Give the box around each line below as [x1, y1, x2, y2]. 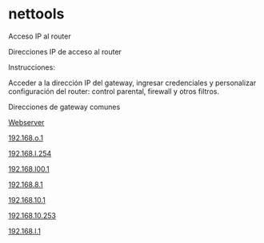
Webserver [8, 117, 45, 127]
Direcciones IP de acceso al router [8, 47, 122, 56]
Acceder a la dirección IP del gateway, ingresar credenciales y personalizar [8, 78, 257, 87]
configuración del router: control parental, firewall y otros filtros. [8, 86, 220, 96]
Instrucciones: [8, 62, 56, 72]
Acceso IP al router [8, 31, 71, 41]
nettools [8, 5, 65, 23]
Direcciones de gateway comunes [8, 102, 121, 111]
